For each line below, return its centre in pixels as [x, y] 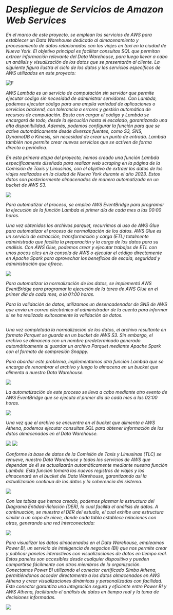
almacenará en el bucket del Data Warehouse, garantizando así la [76, 476]
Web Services [36, 20]
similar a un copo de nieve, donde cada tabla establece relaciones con [81, 517]
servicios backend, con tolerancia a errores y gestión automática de [78, 109]
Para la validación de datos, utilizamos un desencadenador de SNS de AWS [86, 304]
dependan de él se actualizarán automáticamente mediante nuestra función [87, 465]
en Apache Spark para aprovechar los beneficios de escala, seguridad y [83, 258]
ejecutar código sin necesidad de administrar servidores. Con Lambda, [81, 98]
